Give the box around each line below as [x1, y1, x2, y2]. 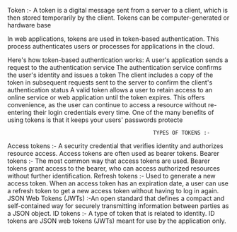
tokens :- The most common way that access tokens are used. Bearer [7, 157, 210, 165]
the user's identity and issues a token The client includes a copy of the [7, 71, 214, 79]
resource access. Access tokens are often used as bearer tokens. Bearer [7, 149, 220, 157]
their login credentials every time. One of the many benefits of [33, 109, 214, 116]
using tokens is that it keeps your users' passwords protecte [7, 116, 183, 124]
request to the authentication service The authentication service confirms [7, 63, 222, 71]
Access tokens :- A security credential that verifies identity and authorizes [7, 142, 224, 150]
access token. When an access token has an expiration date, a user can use [7, 179, 229, 188]
